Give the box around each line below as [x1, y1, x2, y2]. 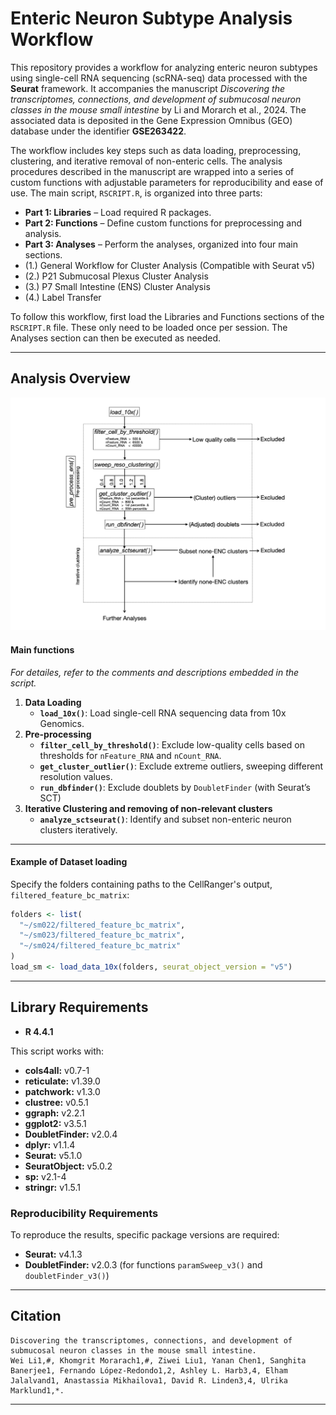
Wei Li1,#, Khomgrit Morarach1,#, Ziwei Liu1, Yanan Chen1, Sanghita [10, 1355, 307, 1366]
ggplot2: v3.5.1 [24, 1117, 87, 1129]
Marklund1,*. [10, 1385, 65, 1396]
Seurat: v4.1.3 [24, 1248, 83, 1261]
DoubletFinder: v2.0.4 [24, 1128, 118, 1140]
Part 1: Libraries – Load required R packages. [24, 206, 212, 218]
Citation [10, 1308, 62, 1325]
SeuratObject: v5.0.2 [24, 1160, 113, 1172]
